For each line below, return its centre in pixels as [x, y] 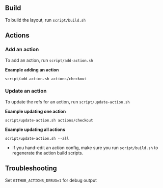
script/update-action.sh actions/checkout [49, 120]
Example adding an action [32, 70]
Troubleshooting [31, 169]
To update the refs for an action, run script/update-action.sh [68, 102]
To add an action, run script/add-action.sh [49, 60]
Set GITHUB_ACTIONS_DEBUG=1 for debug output [51, 180]
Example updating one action [36, 111]
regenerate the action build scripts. [48, 153]
